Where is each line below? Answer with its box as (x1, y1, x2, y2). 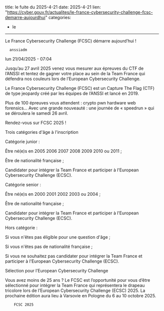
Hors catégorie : (5, 225, 38, 230)
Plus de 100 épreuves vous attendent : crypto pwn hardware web (5, 100, 136, 105)
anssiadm (9, 47, 27, 52)
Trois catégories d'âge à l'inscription (5, 129, 79, 135)
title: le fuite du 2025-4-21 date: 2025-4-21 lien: (5, 4, 101, 10)
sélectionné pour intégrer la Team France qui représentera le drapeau (5, 283, 145, 288)
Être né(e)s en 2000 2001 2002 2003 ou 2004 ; (5, 191, 101, 197)
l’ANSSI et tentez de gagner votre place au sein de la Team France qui (5, 71, 145, 76)
